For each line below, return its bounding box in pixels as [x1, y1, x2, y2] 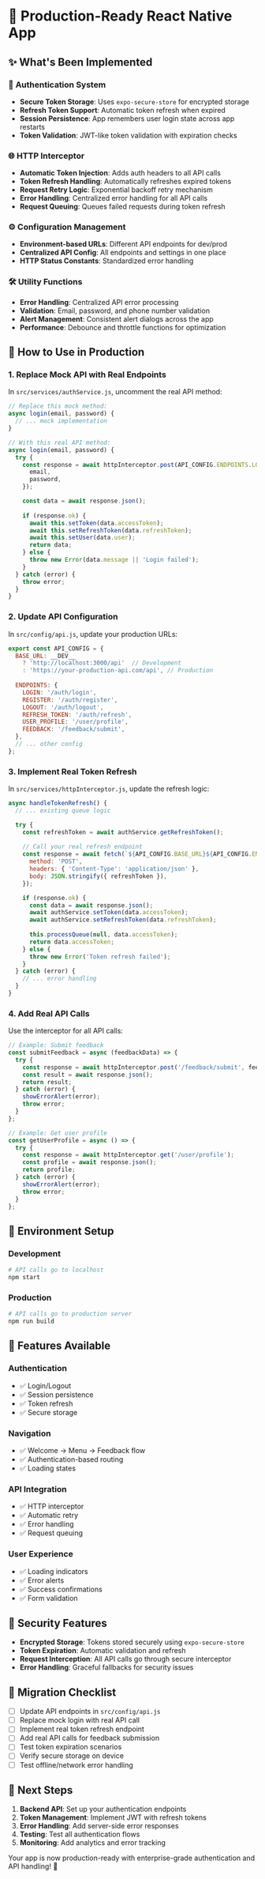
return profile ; [22, 1165, 77, 1174]
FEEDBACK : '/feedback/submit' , [22, 725, 125, 733]
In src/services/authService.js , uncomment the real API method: [8, 387, 222, 397]
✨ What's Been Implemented [8, 55, 153, 69]
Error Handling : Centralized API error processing [19, 297, 179, 307]
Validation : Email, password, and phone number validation [19, 306, 211, 315]
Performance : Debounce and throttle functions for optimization [19, 322, 226, 332]
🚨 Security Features [8, 1616, 108, 1630]
